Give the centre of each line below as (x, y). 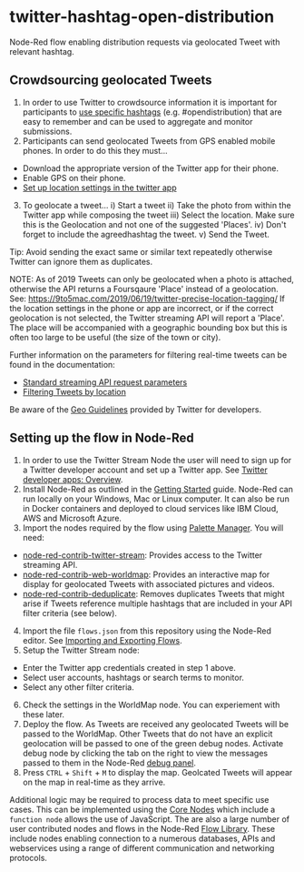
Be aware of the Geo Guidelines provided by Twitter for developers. (135, 409)
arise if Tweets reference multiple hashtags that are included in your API (157, 603)
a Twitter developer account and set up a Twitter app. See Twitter (145, 470)
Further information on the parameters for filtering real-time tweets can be (148, 355)
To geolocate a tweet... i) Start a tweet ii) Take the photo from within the (157, 205)
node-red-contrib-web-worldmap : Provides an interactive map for (146, 574)
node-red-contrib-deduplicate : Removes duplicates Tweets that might (153, 593)
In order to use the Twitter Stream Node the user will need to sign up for (157, 460)
